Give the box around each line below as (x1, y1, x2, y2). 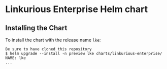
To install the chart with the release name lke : (5, 37, 101, 43)
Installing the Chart (5, 24, 68, 32)
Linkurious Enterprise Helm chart (5, 4, 148, 15)
